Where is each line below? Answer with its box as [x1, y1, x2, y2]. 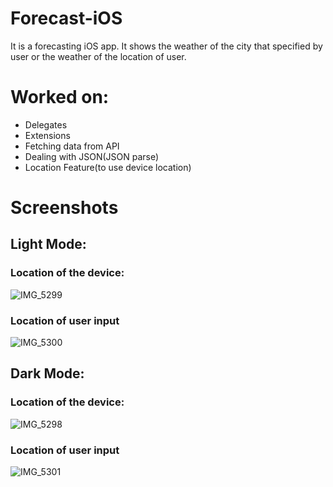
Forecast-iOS [10, 7, 123, 30]
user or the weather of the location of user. [10, 50, 187, 62]
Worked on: [10, 86, 110, 109]
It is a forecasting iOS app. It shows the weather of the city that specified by [10, 40, 323, 52]
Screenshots [10, 197, 119, 219]
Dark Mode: [10, 365, 85, 382]
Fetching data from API [24, 140, 120, 152]
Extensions [24, 129, 71, 141]
